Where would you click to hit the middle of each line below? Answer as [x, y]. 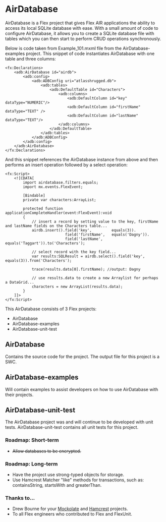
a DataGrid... [20, 282]
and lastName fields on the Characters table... [56, 226]
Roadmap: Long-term [31, 464]
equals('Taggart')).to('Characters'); [45, 243]
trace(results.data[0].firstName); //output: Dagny [86, 269]
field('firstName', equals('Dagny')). [107, 234]
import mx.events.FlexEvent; [53, 187]
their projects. [19, 395]
